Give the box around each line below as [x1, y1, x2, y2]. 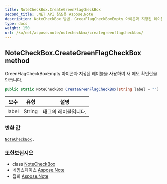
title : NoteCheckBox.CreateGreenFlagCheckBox [5, 7, 101, 12]
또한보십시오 [5, 149, 34, 156]
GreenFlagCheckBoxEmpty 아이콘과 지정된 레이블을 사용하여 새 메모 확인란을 [5, 70, 158, 76]
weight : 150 [5, 26, 30, 31]
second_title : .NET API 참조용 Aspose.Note [5, 12, 93, 17]
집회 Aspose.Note [12, 173, 49, 179]
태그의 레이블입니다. [42, 108, 87, 115]
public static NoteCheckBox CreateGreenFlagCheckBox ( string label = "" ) [5, 87, 159, 92]
